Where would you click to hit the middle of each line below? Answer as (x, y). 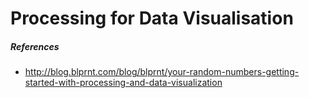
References (35, 46)
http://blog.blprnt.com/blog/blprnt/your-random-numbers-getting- (162, 72)
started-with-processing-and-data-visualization (123, 83)
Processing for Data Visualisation (152, 18)
